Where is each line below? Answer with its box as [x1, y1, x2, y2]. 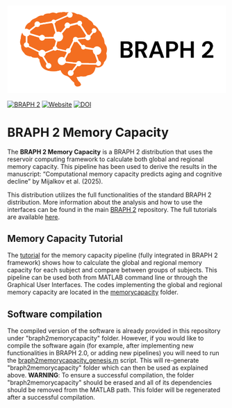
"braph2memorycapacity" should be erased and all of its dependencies [7, 378, 212, 387]
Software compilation [7, 308, 103, 320]
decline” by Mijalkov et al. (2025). [7, 177, 103, 186]
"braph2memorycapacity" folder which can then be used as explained [7, 364, 208, 372]
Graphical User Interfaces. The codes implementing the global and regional [7, 281, 222, 289]
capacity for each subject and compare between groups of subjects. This [7, 266, 217, 275]
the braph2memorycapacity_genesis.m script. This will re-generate [7, 357, 199, 365]
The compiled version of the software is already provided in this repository [7, 327, 221, 335]
